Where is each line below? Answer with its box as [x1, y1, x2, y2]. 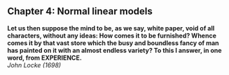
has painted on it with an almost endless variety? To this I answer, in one [7, 46, 222, 54]
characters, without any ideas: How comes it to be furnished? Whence [7, 31, 217, 40]
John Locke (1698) [7, 60, 62, 69]
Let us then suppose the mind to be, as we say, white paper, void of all [7, 24, 215, 32]
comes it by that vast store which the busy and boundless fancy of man [7, 38, 219, 47]
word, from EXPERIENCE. [7, 53, 82, 62]
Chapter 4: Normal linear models [7, 6, 153, 17]
